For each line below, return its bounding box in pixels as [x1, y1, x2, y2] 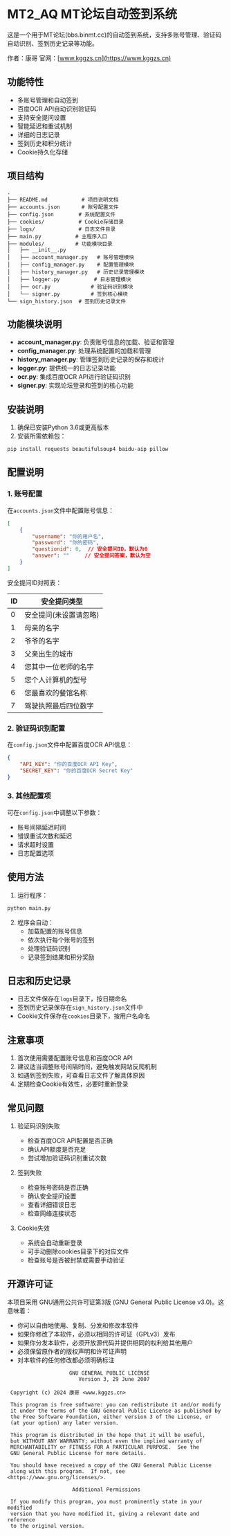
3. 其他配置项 [7, 791, 51, 801]
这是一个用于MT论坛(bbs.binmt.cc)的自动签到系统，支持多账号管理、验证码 [7, 30, 222, 39]
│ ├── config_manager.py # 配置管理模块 [7, 261, 135, 268]
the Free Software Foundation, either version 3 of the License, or [10, 1413, 212, 1420]
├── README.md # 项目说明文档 [7, 196, 119, 203]
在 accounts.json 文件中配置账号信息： [7, 506, 115, 515]
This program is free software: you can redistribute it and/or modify [10, 1401, 221, 1408]
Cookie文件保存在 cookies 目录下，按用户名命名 [17, 1012, 151, 1020]
